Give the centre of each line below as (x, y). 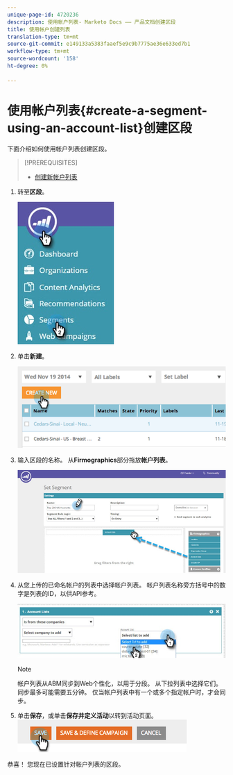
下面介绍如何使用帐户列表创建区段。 (59, 149)
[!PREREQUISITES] (51, 162)
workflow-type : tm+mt (38, 51)
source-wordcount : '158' (43, 59)
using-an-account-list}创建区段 (100, 128)
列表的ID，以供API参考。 (65, 594)
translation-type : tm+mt (43, 37)
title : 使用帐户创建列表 (39, 29)
